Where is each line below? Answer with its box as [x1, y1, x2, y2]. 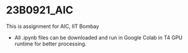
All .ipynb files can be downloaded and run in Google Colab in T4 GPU [14, 34, 183, 41]
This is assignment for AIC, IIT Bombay [6, 23, 100, 30]
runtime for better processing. [14, 40, 87, 47]
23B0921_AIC [6, 3, 74, 17]
